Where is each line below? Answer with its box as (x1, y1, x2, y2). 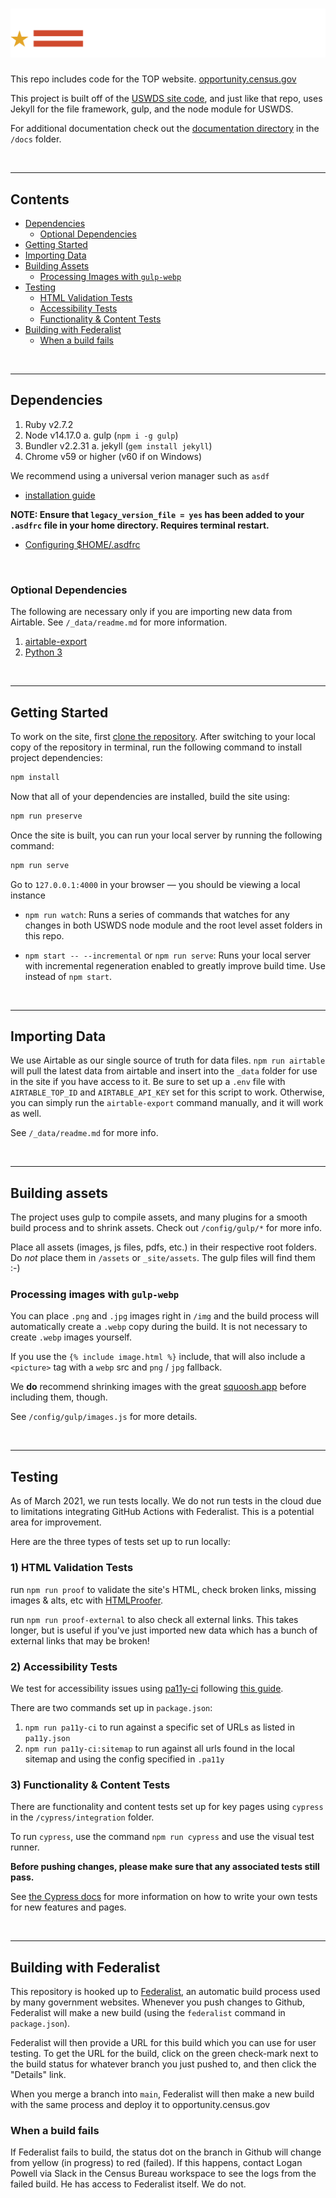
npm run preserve (10, 811, 83, 821)
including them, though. (10, 1391, 108, 1403)
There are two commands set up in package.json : (10, 1701, 213, 1713)
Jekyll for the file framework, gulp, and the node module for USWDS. (10, 103, 294, 115)
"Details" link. (10, 2068, 67, 2080)
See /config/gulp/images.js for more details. (10, 1411, 198, 1423)
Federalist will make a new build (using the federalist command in (10, 2006, 286, 2018)
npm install (10, 772, 60, 782)
